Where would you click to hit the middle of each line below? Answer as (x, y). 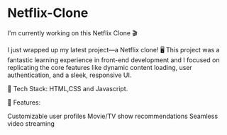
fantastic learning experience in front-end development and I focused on (113, 60)
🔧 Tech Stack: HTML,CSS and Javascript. (68, 88)
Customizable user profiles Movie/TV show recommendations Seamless (113, 116)
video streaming (31, 123)
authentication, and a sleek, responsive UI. (70, 75)
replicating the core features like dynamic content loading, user (100, 67)
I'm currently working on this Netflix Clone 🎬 (72, 33)
